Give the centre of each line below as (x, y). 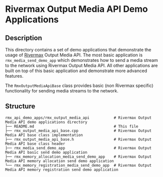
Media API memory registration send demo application (62, 170)
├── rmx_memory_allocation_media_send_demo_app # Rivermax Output (79, 157)
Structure (20, 107)
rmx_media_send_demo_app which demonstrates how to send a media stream (81, 60)
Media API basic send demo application (46, 152)
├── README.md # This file (72, 126)
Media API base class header (35, 144)
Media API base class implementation (44, 135)
